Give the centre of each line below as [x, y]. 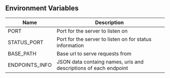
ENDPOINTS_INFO [30, 65]
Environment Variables [42, 8]
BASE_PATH [22, 53]
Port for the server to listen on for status [104, 39]
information [70, 45]
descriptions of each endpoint [92, 68]
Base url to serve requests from [94, 53]
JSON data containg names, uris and [100, 61]
